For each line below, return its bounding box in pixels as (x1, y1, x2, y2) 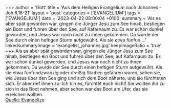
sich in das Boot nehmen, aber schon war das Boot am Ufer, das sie (5, 86, 148, 92)
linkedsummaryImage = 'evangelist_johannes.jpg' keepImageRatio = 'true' (5, 42, 162, 48)
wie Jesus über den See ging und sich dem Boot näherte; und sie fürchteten (5, 75, 166, 81)
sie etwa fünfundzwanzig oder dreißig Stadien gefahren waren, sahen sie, (5, 70, 161, 76)
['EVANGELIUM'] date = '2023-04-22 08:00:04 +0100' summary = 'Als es (5, 15, 161, 21)
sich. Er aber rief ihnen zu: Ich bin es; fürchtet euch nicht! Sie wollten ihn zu (5, 80, 165, 87)
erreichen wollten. (5, 92, 44, 97)
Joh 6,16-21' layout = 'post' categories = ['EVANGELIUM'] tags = (5, 10, 141, 16)
